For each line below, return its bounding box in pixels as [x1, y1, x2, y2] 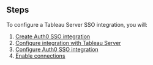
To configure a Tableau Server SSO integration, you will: [6, 21, 148, 28]
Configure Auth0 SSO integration [15, 46, 99, 53]
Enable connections [15, 52, 65, 60]
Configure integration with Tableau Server [15, 39, 121, 46]
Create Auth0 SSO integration [15, 33, 91, 40]
